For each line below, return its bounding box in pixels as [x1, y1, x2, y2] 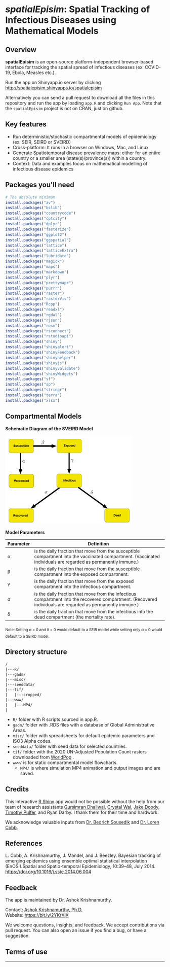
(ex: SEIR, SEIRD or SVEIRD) [12, 139, 71, 145]
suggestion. [5, 933, 30, 939]
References [5, 839, 42, 848]
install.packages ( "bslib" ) [5, 205, 62, 211]
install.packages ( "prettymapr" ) [5, 280, 73, 285]
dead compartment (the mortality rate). [34, 614, 116, 620]
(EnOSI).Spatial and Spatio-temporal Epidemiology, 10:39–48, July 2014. [5, 864, 156, 870]
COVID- [145, 64, 161, 70]
